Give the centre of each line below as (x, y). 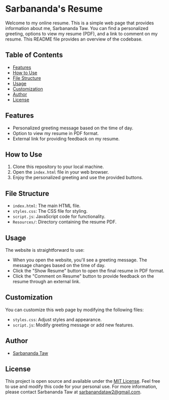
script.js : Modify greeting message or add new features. (73, 325)
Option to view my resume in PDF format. (56, 133)
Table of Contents (34, 55)
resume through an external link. (46, 281)
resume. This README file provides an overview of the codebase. (74, 39)
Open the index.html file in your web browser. (61, 172)
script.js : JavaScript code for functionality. (59, 217)
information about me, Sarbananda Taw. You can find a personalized (77, 28)
